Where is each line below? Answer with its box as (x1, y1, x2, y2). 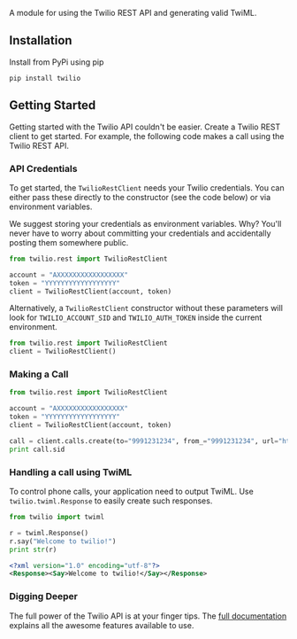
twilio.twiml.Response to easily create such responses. (9, 495, 213, 506)
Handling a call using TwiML (9, 465, 133, 478)
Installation (9, 33, 72, 48)
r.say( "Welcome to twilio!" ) (9, 536, 117, 546)
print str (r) (9, 545, 57, 554)
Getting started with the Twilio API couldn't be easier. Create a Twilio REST (9, 121, 281, 132)
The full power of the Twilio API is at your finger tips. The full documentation (9, 611, 287, 621)
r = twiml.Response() (9, 528, 89, 537)
